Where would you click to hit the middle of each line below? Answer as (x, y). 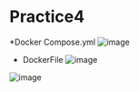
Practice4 (47, 17)
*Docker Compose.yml (53, 42)
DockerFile (43, 59)
